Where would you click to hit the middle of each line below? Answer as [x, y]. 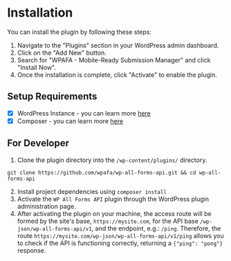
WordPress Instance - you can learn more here [84, 113]
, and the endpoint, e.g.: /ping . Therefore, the [156, 228]
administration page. [46, 206]
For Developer [38, 143]
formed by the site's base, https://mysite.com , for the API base [108, 221]
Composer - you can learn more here [70, 121]
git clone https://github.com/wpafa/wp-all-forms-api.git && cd [102, 172]
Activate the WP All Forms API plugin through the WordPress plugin [113, 199]
